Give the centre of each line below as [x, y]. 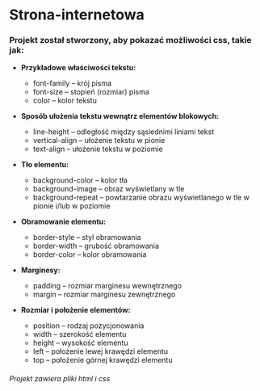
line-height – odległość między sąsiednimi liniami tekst [124, 132]
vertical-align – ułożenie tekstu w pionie [99, 141]
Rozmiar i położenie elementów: [75, 310]
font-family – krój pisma [72, 83]
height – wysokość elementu [80, 343]
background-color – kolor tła [80, 180]
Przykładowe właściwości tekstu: [78, 68]
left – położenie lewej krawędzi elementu [101, 351]
